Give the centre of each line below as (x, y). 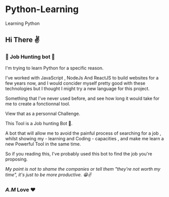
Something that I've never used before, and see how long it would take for (82, 98)
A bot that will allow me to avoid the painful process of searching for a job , (83, 133)
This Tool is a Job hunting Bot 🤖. (39, 123)
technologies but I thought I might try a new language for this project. (77, 88)
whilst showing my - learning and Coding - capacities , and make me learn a (85, 138)
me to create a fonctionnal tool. (38, 104)
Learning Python (23, 23)
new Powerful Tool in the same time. (43, 144)
